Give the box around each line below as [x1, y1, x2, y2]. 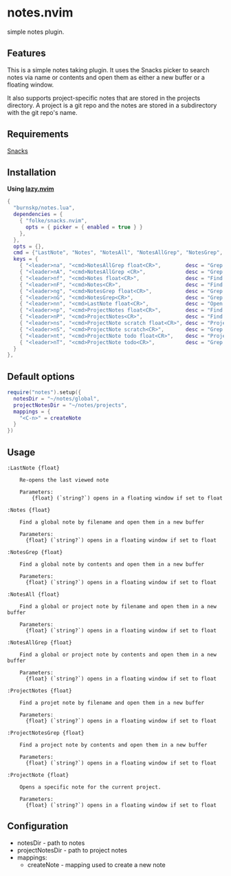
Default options [7, 370, 75, 383]
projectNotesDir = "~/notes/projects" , [13, 401, 128, 409]
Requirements [7, 129, 69, 140]
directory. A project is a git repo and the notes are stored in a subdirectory [7, 101, 217, 109]
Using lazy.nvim [7, 184, 54, 193]
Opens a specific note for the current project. [19, 784, 162, 791]
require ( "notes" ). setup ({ [7, 389, 81, 396]
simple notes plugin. [7, 28, 65, 36]
